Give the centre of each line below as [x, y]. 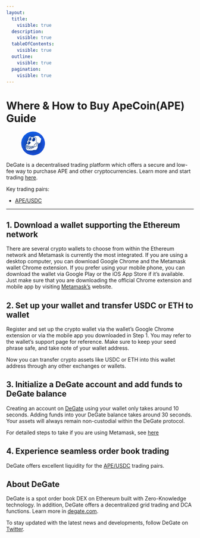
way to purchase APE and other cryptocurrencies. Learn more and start [103, 171]
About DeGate [33, 484]
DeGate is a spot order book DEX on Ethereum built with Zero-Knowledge [96, 499]
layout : [16, 13]
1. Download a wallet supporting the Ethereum [93, 225]
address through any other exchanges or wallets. [66, 366]
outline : [22, 57]
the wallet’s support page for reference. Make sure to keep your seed [91, 341]
